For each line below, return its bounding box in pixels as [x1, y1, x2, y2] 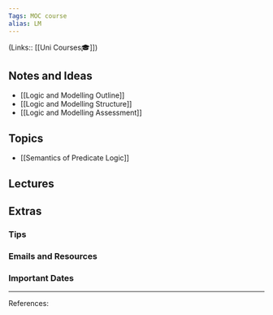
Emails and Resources [8, 250, 97, 261]
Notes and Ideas [8, 68, 93, 82]
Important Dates [8, 272, 75, 283]
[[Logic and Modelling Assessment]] [19, 107, 142, 118]
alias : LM [8, 20, 42, 28]
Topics [8, 131, 44, 145]
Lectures [8, 177, 54, 190]
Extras [8, 204, 42, 218]
